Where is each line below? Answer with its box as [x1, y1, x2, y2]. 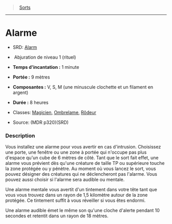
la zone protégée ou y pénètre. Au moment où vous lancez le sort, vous [5, 165, 156, 172]
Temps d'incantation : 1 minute [12, 64, 79, 70]
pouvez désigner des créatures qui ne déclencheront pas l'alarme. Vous [5, 171, 158, 177]
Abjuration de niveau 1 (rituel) [14, 54, 76, 60]
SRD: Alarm [12, 44, 37, 50]
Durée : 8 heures [12, 99, 49, 105]
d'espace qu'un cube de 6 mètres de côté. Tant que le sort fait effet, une [5, 155, 159, 161]
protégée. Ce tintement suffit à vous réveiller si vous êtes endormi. [5, 197, 146, 203]
